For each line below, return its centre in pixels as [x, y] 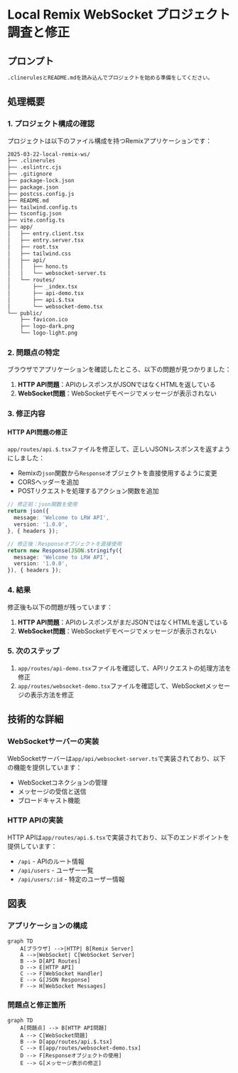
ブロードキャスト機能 [49, 800]
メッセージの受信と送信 [52, 791]
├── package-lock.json [41, 181]
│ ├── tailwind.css [39, 254]
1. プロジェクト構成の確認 [51, 124]
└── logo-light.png [49, 333]
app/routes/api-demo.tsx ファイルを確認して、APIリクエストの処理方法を [124, 668]
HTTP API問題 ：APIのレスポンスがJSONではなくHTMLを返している [117, 385]
